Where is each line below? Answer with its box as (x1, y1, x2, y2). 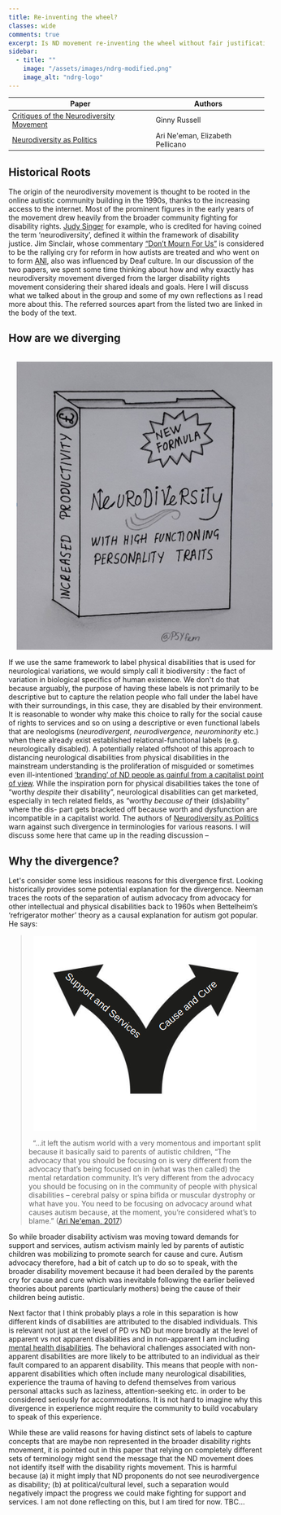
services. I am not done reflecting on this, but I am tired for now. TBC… (8, 1496, 245, 1506)
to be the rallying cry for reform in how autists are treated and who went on (8, 247, 260, 257)
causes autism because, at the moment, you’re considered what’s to (28, 1207, 257, 1217)
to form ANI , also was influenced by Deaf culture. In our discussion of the (8, 256, 254, 266)
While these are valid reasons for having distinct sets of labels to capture (8, 1427, 253, 1437)
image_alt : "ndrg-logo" (23, 73, 104, 81)
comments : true (8, 30, 60, 38)
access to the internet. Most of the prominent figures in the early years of (8, 204, 254, 214)
